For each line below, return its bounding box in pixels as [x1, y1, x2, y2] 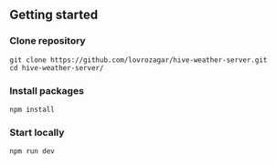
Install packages [9, 84, 85, 97]
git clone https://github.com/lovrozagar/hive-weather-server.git [9, 55, 268, 65]
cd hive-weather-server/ [9, 63, 104, 72]
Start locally [9, 126, 65, 139]
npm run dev [9, 147, 55, 156]
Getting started [9, 7, 99, 23]
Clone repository [9, 35, 86, 47]
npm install [9, 105, 55, 114]
